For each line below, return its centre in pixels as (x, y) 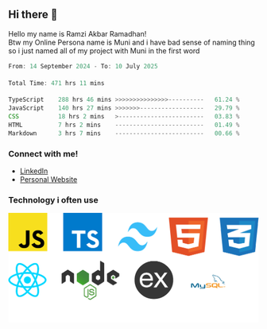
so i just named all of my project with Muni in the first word (104, 50)
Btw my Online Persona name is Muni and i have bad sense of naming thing (132, 42)
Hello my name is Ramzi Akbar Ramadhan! (77, 33)
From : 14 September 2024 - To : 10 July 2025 (83, 66)
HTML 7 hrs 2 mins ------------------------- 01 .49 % (124, 125)
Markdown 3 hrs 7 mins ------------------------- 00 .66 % (124, 133)
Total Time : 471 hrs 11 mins (56, 83)
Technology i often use (53, 199)
